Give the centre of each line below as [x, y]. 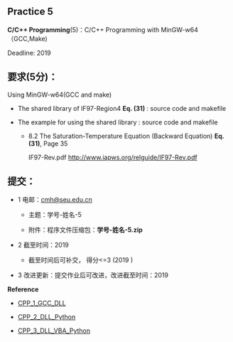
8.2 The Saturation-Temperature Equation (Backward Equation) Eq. [126, 136]
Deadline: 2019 [29, 53]
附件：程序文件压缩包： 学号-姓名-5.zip [86, 230]
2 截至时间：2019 [43, 245]
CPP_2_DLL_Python [47, 317]
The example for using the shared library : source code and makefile [118, 122]
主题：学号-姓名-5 [55, 215]
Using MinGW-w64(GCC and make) [60, 95]
